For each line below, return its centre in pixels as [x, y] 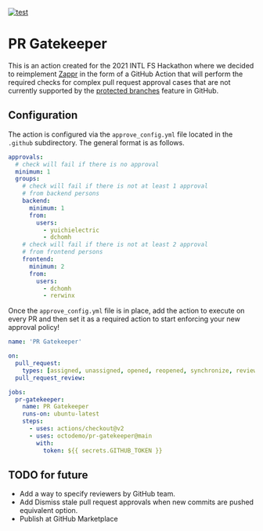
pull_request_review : [50, 378]
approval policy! [34, 328]
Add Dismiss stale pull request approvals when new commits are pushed [137, 502]
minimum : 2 [47, 266]
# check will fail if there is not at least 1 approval [115, 186]
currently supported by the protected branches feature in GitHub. [113, 90]
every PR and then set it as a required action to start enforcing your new [124, 319]
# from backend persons [61, 194]
